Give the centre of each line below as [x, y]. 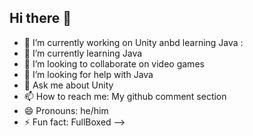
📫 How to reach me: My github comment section [125, 96]
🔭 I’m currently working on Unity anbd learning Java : [133, 42]
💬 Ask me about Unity [68, 85]
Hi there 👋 [40, 18]
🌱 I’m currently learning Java [83, 53]
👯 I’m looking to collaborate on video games [114, 63]
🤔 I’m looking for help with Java [88, 74]
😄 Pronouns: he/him [66, 110]
